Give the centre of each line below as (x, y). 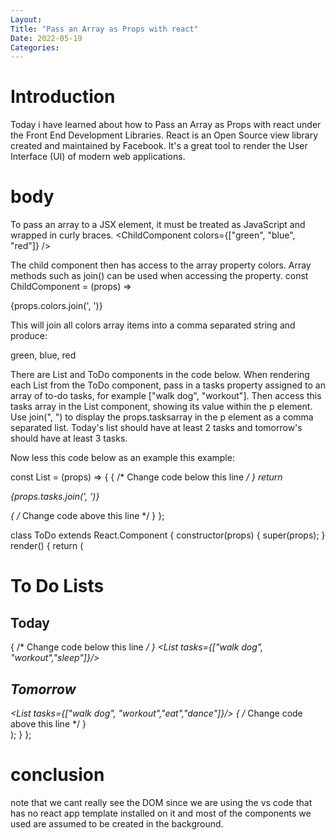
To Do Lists (57, 586)
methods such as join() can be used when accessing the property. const (159, 276)
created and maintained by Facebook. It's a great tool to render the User (159, 146)
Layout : (26, 19)
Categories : (35, 47)
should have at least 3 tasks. (69, 438)
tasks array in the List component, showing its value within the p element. (161, 407)
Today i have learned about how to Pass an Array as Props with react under (166, 125)
